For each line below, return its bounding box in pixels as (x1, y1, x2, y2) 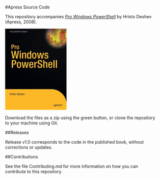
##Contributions (5, 154, 38, 159)
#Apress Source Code (5, 4, 50, 10)
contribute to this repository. (5, 169, 63, 174)
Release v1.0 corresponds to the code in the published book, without (5, 139, 144, 145)
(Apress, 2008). (5, 19, 37, 25)
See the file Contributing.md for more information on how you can (5, 163, 138, 169)
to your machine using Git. (5, 120, 58, 126)
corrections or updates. (5, 145, 53, 150)
